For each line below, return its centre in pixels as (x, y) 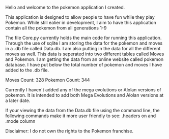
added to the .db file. (27, 70)
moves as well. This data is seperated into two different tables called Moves (85, 54)
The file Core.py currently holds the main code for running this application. (83, 38)
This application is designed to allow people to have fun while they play (80, 17)
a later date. (18, 100)
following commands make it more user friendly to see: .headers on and (81, 116)
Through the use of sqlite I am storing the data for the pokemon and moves (84, 43)
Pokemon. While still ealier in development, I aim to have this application (81, 23)
